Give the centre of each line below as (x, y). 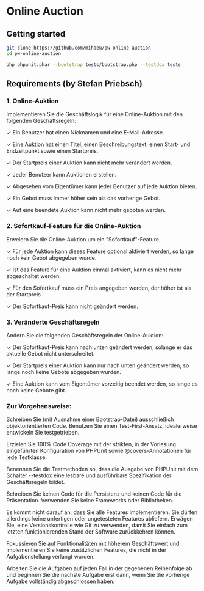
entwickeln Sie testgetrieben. (43, 433)
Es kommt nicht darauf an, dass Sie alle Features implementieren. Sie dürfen (102, 512)
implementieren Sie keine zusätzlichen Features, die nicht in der (86, 550)
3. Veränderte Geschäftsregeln (53, 322)
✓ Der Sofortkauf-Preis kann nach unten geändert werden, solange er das (100, 347)
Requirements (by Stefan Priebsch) (75, 84)
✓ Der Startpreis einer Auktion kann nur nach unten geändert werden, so (98, 365)
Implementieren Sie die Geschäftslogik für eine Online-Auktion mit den (95, 114)
